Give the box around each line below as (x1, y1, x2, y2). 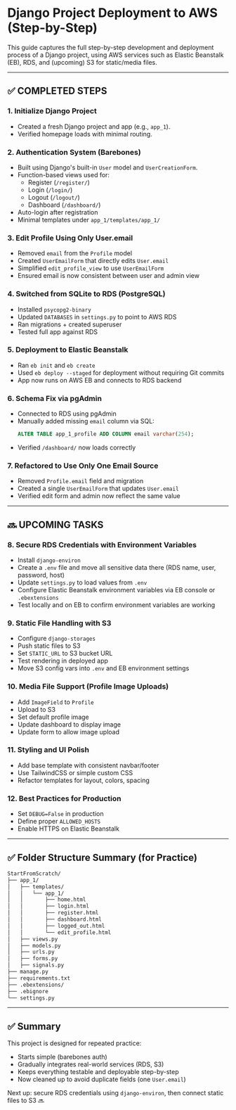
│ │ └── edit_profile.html (7, 929, 112, 936)
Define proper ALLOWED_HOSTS (17, 817, 101, 826)
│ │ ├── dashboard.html (7, 916, 102, 923)
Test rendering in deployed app (17, 656, 109, 665)
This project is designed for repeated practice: (7, 1039, 142, 1047)
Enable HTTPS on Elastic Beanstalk (17, 824, 119, 833)
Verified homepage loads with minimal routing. (17, 129, 152, 138)
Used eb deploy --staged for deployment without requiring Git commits (17, 368, 225, 377)
